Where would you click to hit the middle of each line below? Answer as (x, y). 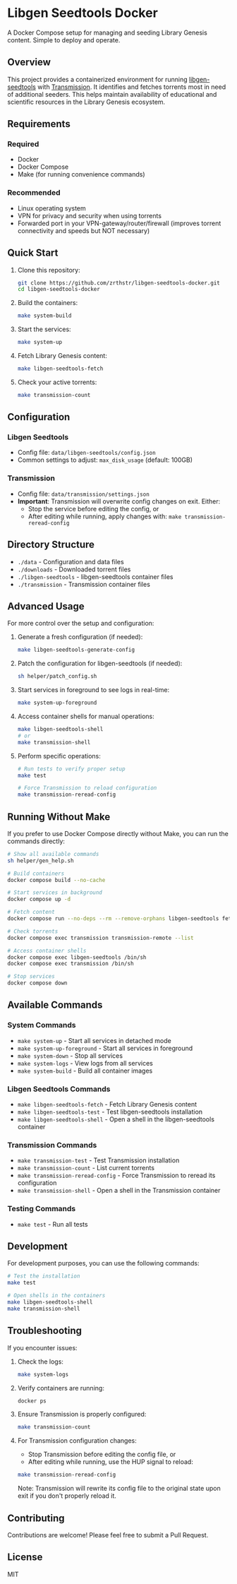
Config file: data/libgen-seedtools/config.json (87, 453)
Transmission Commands (52, 1145)
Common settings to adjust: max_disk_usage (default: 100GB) (105, 460)
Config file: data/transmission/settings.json (83, 494)
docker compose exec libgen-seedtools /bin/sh (77, 957)
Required (23, 144)
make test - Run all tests (53, 1224)
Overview (29, 62)
